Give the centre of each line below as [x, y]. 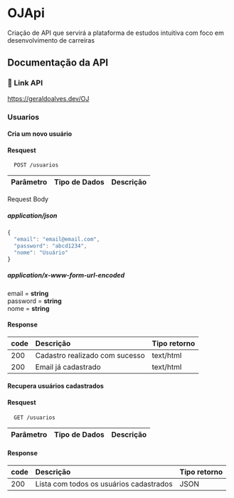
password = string [34, 301]
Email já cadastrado [68, 366]
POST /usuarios [36, 165]
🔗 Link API [25, 83]
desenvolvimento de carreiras [51, 40]
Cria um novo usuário [40, 134]
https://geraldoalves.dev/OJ [48, 98]
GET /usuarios [34, 418]
